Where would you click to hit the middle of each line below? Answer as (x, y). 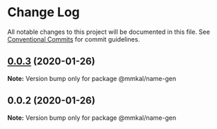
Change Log (43, 12)
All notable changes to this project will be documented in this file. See (109, 32)
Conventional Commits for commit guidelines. (74, 39)
